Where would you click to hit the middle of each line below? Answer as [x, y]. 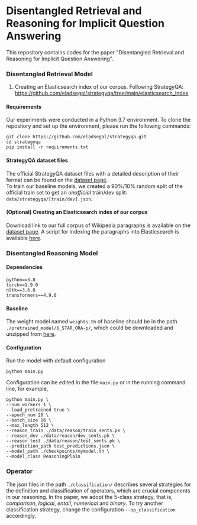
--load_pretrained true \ [38, 410]
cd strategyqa [24, 142]
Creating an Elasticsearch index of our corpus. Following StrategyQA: [99, 87]
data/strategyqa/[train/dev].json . [49, 199]
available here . [24, 238]
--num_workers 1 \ [29, 405]
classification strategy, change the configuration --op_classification [91, 509]
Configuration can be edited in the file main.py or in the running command [96, 383]
